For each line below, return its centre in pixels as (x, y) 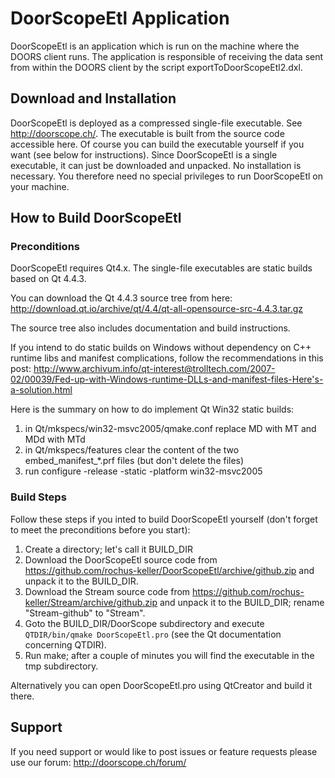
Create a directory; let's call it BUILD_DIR (108, 549)
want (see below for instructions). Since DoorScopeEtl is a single (144, 154)
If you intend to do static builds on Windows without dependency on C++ (161, 348)
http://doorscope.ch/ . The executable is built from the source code (147, 133)
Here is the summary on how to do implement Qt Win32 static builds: (152, 409)
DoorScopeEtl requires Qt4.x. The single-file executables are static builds (161, 268)
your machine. (40, 186)
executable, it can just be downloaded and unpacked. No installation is (156, 165)
